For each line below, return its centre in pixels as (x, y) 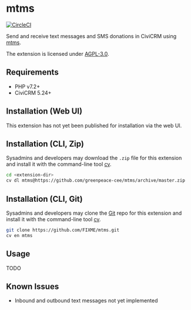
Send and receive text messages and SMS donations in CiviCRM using (91, 36)
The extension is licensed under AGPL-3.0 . (58, 54)
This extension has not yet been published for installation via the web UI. (94, 125)
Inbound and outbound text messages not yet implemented (86, 301)
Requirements (32, 72)
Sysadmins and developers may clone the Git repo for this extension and (94, 213)
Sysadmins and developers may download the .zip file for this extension (94, 158)
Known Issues (33, 286)
